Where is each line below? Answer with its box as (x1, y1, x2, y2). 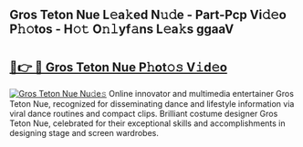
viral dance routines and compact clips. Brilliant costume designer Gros (9, 109, 278, 119)
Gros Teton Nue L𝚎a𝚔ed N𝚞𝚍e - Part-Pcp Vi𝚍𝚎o (9, 7, 287, 23)
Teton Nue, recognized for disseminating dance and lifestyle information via (9, 99, 295, 109)
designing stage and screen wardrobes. (9, 128, 160, 138)
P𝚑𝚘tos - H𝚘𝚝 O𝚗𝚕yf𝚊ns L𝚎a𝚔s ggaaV (9, 22, 235, 37)
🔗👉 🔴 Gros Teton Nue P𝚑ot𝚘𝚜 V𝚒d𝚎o (9, 59, 228, 75)
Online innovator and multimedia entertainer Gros (108, 89, 295, 99)
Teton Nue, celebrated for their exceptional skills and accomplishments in (9, 118, 286, 129)
